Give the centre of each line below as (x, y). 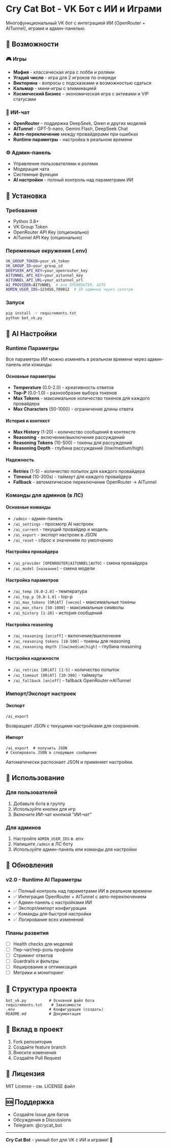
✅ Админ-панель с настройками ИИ (53, 902)
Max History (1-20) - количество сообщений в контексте (74, 432)
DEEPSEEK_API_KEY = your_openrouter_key (47, 270)
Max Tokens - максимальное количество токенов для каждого (81, 398)
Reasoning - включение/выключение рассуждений (69, 437)
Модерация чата (31, 169)
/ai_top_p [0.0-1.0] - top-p (43, 597)
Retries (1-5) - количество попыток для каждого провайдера (79, 471)
